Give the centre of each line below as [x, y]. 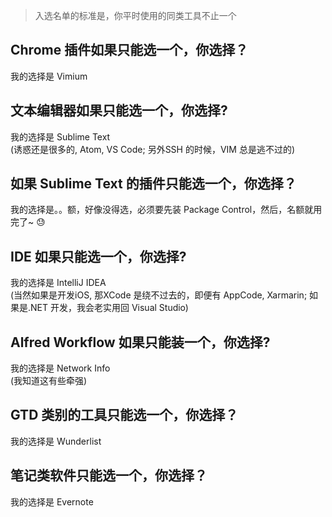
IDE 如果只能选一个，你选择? [98, 256]
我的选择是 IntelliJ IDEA [58, 283]
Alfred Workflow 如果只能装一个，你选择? [140, 342]
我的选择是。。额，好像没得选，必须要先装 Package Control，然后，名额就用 [166, 210]
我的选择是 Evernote [52, 501]
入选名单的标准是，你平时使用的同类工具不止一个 [135, 15]
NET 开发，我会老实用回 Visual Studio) [109, 308]
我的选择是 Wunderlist [56, 441]
